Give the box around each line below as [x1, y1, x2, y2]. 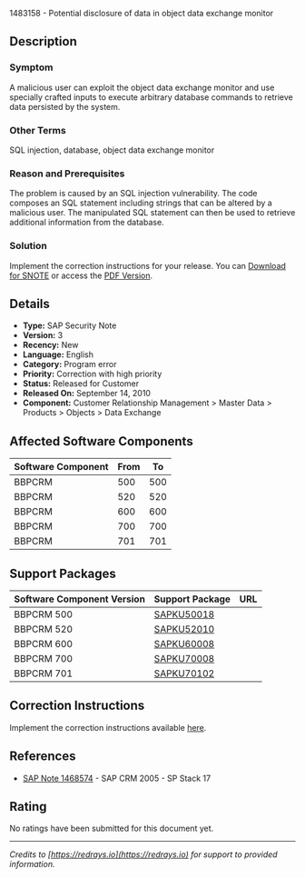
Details [9, 295, 50, 312]
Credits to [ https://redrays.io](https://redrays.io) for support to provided [9, 849, 279, 860]
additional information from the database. [9, 217, 165, 228]
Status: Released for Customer [22, 378, 139, 389]
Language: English [22, 349, 93, 360]
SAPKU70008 [153, 653, 215, 665]
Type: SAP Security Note [22, 320, 117, 331]
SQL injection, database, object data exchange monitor [9, 145, 215, 155]
